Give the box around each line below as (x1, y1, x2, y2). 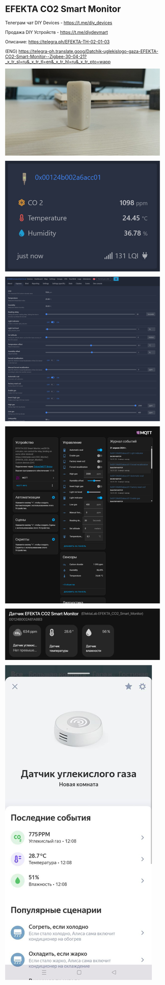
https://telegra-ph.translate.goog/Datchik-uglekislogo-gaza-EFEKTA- (18, 48, 159, 54)
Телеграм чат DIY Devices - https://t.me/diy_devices (5, 20, 112, 26)
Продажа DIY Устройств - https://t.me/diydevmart (5, 29, 108, 35)
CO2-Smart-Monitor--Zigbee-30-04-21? (5, 53, 87, 60)
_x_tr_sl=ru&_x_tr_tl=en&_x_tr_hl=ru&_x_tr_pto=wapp (5, 59, 111, 64)
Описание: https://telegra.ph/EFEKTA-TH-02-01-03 (5, 38, 110, 45)
